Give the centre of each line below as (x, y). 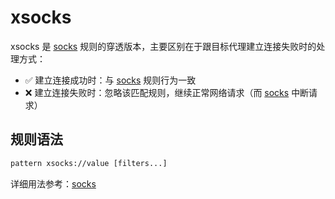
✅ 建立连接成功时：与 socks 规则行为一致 (110, 80)
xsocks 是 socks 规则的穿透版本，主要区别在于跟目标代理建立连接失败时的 (163, 46)
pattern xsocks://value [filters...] (89, 163)
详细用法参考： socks (53, 183)
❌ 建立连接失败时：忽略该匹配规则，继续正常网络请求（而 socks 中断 (167, 92)
